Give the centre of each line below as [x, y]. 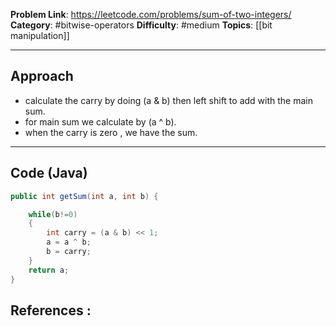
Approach [42, 76]
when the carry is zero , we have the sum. [111, 132]
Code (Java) [49, 173]
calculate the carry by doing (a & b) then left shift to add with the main [168, 100]
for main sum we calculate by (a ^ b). [100, 121]
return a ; [49, 270]
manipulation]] [40, 35]
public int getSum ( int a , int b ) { [84, 196]
